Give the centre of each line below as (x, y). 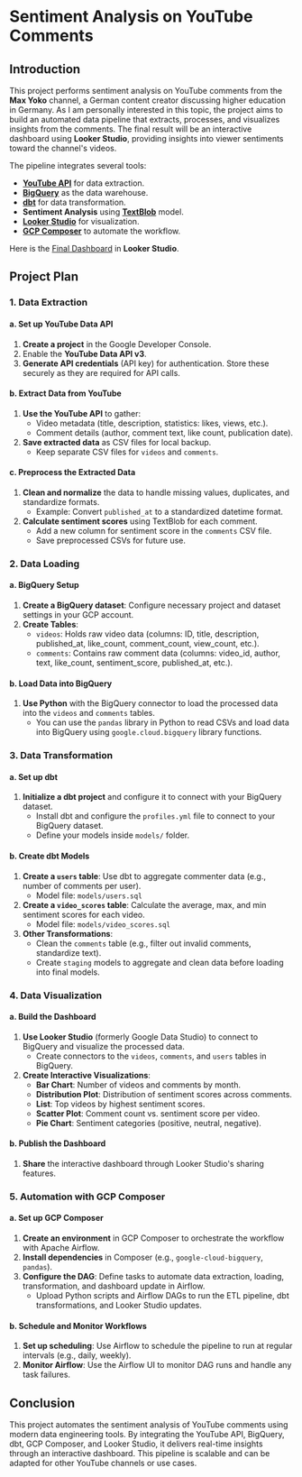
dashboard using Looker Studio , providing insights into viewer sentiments (146, 138)
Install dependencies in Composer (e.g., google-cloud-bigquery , (142, 1257)
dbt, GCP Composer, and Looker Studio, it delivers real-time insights (136, 1444)
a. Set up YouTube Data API (61, 324)
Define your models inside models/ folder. (113, 835)
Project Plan (44, 277)
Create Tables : (50, 625)
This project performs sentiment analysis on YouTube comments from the (146, 91)
